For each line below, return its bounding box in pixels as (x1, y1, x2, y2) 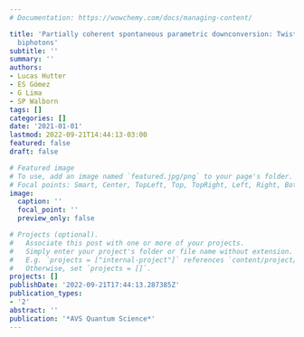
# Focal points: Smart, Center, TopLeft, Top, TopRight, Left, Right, (9, 180, 281, 190)
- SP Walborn (9, 97, 59, 106)
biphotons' (17, 38, 59, 47)
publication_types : (9, 289, 83, 298)
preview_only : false (17, 214, 95, 223)
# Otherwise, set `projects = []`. (9, 264, 152, 273)
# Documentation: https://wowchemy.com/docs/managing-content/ (9, 13, 253, 23)
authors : (9, 63, 43, 72)
